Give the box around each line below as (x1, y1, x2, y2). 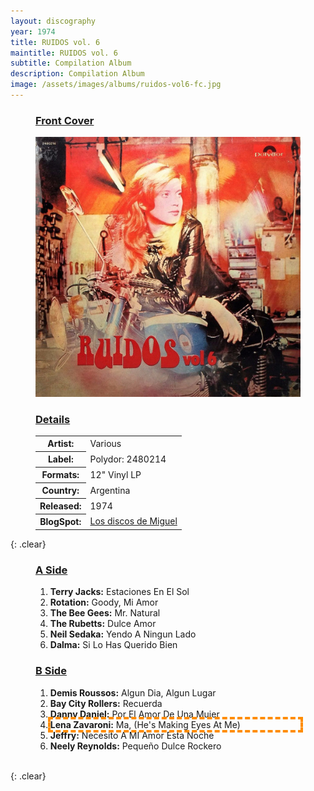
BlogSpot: (39, 516, 82, 528)
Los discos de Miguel (89, 515, 178, 527)
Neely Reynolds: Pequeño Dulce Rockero (49, 740, 222, 752)
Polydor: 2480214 (89, 453, 167, 465)
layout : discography (10, 16, 97, 26)
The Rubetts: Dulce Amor (49, 618, 157, 630)
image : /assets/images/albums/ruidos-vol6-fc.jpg (10, 80, 222, 90)
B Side (35, 664, 67, 678)
